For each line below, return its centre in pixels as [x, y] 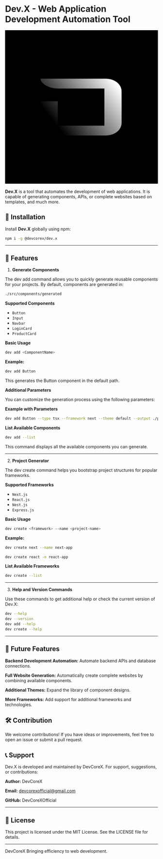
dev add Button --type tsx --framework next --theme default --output [78, 419]
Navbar [19, 324]
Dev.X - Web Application [56, 9]
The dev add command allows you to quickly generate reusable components [81, 279]
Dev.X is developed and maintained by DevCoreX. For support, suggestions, [81, 767]
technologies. [19, 705]
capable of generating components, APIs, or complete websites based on [78, 196]
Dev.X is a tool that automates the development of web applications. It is [78, 191]
